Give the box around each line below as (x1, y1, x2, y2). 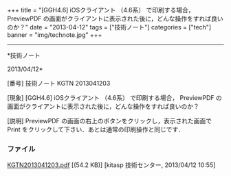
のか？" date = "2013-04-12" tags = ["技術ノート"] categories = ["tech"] (7, 23, 212, 31)
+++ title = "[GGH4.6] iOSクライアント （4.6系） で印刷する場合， (7, 6, 195, 14)
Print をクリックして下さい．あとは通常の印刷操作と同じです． (7, 125, 184, 134)
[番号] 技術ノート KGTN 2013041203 (7, 79, 111, 87)
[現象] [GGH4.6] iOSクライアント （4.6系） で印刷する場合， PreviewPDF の (7, 94, 222, 101)
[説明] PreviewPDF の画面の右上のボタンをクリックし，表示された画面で (7, 117, 212, 125)
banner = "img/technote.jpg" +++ (7, 31, 102, 39)
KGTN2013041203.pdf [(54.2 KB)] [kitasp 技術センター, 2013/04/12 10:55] (7, 161, 216, 169)
